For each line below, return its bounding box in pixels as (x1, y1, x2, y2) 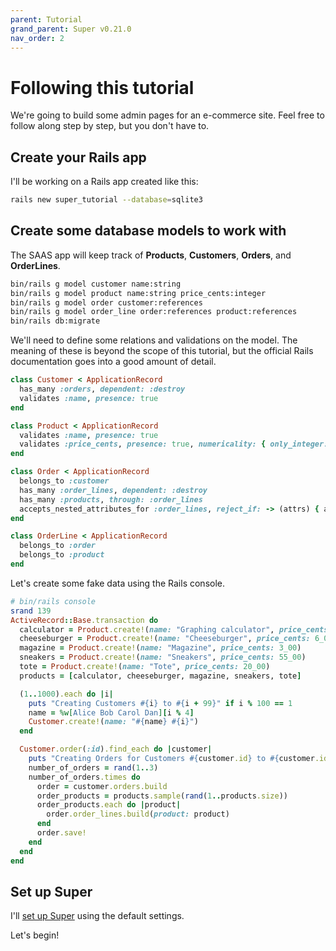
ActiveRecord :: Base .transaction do (10, 615, 159, 625)
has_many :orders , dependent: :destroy (19, 384, 186, 395)
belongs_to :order (19, 541, 97, 551)
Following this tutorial (10, 76, 195, 99)
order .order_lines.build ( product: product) (46, 809, 230, 820)
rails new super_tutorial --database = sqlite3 (10, 195, 203, 205)
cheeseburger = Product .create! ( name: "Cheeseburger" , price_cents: (19, 634, 311, 644)
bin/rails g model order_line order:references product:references (10, 307, 298, 317)
